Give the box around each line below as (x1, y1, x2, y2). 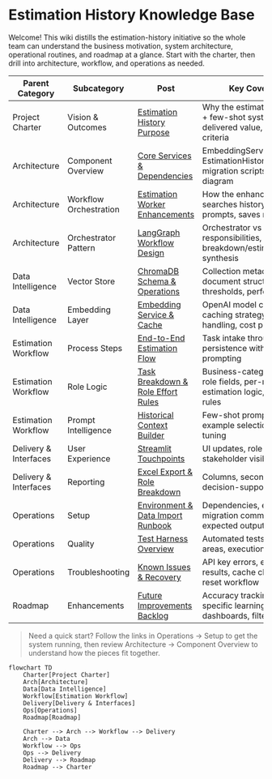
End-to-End (137, 332, 185, 344)
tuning (202, 430, 227, 441)
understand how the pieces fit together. (28, 648, 160, 657)
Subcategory (72, 83, 125, 94)
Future (137, 589, 163, 601)
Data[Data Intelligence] (23, 685, 107, 693)
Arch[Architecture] (23, 678, 89, 686)
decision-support (202, 481, 270, 492)
